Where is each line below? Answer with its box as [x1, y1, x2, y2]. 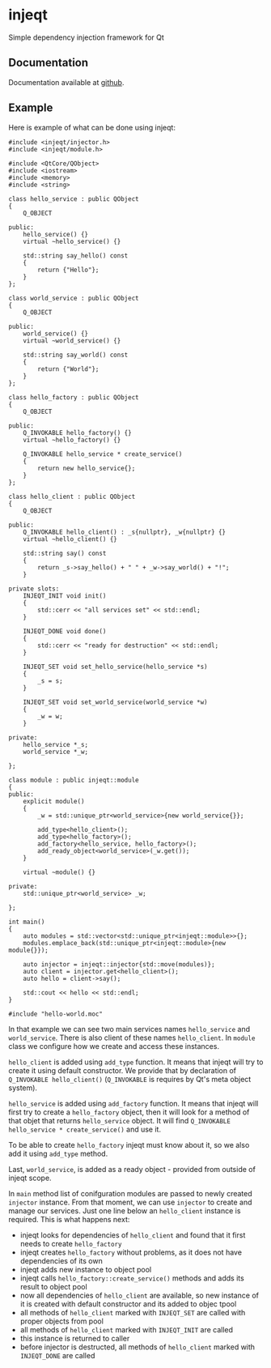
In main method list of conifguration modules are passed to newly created [8, 1188, 252, 1198]
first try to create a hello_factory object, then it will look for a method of [8, 1107, 250, 1117]
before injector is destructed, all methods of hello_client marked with [19, 1342, 256, 1352]
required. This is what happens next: [8, 1214, 130, 1224]
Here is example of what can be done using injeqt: [8, 122, 176, 132]
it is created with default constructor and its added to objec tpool [19, 1298, 237, 1309]
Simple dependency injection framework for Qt [8, 32, 164, 42]
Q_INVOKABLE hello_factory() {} [23, 428, 132, 437]
